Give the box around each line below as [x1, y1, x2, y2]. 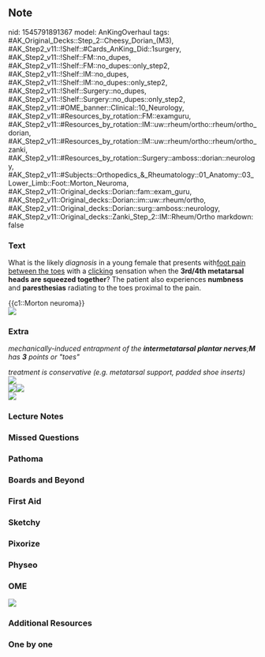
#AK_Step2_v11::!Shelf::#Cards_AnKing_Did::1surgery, [8, 43, 181, 54]
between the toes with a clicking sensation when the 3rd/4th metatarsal [8, 266, 244, 276]
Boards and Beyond [8, 475, 85, 486]
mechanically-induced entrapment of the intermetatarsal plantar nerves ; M [8, 344, 256, 354]
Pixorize [8, 538, 41, 549]
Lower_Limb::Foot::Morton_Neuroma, [8, 178, 129, 188]
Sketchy [8, 516, 41, 527]
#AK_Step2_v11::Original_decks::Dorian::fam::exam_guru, [8, 186, 192, 196]
